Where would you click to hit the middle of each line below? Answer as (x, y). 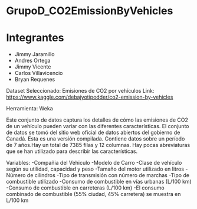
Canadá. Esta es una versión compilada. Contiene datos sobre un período (96, 139)
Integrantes (35, 38)
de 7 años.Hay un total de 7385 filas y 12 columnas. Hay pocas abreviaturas (98, 145)
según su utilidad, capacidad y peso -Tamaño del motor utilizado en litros (95, 169)
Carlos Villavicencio (39, 73)
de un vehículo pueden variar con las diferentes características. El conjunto (98, 126)
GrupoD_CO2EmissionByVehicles (90, 11)
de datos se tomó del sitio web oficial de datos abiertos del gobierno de (93, 133)
